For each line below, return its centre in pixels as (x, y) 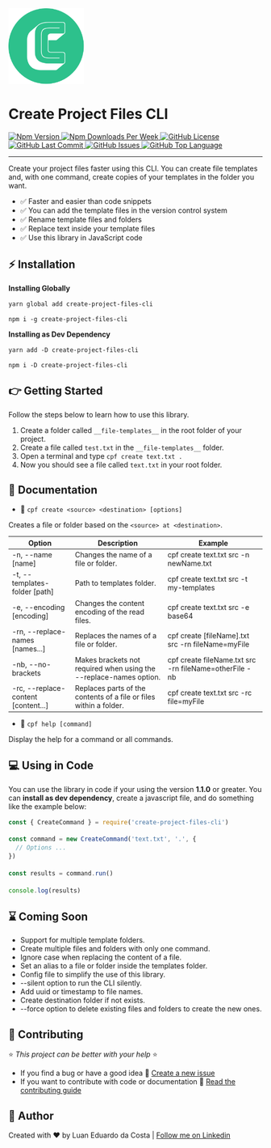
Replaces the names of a (116, 636)
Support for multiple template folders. (82, 940)
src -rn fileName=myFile (208, 644)
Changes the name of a (113, 555)
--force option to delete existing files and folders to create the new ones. (141, 1009)
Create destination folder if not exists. (82, 1000)
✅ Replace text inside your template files (88, 228)
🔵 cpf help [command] (56, 723)
